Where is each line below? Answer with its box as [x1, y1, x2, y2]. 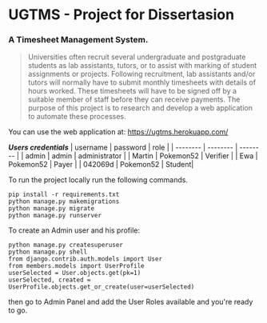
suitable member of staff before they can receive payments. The [27, 94, 241, 105]
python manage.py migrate [8, 205, 94, 213]
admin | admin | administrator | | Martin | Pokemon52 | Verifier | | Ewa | [25, 151, 258, 161]
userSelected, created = [8, 276, 91, 285]
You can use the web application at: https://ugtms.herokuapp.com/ [8, 127, 229, 137]
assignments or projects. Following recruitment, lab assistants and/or [27, 70, 256, 79]
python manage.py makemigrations [8, 197, 120, 205]
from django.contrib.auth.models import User [8, 255, 162, 263]
